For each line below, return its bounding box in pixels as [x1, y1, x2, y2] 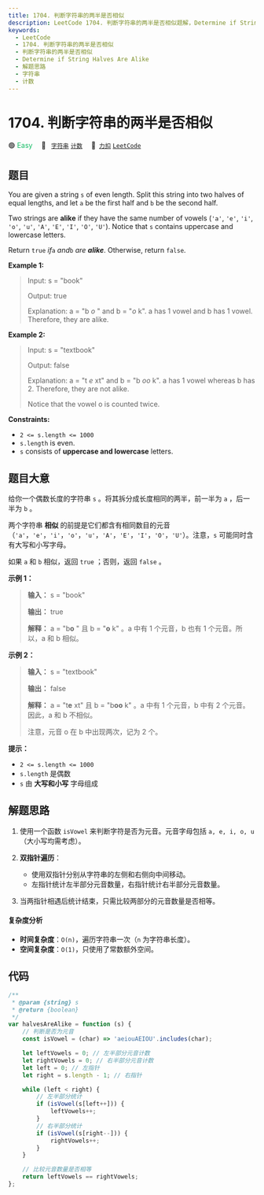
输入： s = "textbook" [27, 667, 98, 677]
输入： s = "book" [27, 590, 86, 600]
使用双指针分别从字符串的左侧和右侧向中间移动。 [31, 869, 190, 879]
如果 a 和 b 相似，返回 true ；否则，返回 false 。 [8, 557, 167, 567]
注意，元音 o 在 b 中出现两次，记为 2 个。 [27, 727, 163, 737]
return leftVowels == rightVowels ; [22, 1173, 139, 1181]
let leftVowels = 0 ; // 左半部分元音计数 [22, 1049, 151, 1057]
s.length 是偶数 [19, 769, 71, 779]
